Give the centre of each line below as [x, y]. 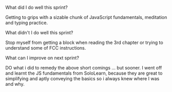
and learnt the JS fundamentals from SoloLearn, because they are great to [84, 73]
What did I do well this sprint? [36, 7]
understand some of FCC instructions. [46, 48]
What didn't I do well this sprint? [39, 32]
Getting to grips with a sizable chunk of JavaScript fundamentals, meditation [86, 17]
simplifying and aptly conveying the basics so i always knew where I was [82, 78]
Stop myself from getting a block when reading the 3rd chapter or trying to [84, 42]
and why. [15, 84]
